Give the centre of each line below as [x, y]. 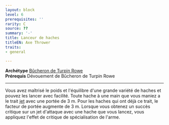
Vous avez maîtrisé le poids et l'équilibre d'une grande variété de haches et [83, 90]
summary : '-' [19, 33]
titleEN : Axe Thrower [28, 43]
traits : [13, 47]
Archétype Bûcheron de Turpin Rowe [44, 70]
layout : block [20, 10]
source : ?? [17, 29]
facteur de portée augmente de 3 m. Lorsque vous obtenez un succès [78, 106]
